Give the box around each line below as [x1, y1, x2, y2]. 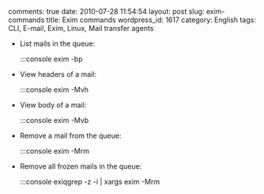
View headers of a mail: [19, 70, 97, 78]
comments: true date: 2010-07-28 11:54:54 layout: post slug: [8, 7, 205, 16]
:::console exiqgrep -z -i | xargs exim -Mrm [19, 177, 160, 186]
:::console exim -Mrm [19, 146, 89, 155]
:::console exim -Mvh [19, 85, 89, 94]
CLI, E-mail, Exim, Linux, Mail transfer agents [8, 24, 154, 32]
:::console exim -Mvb [19, 116, 89, 125]
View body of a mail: [19, 101, 87, 109]
